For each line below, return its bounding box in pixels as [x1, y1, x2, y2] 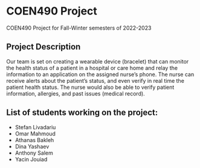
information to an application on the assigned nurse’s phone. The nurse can [6, 71, 195, 78]
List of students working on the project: [6, 108, 158, 118]
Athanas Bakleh [15, 136, 54, 143]
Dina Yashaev [15, 143, 50, 150]
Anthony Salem [15, 149, 53, 157]
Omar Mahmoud [15, 130, 56, 137]
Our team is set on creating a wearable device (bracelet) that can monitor [6, 57, 189, 65]
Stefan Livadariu [15, 123, 56, 131]
